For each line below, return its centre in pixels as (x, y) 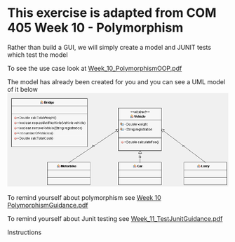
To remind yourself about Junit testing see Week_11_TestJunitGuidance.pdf (115, 218)
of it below (23, 89)
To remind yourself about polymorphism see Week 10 (84, 197)
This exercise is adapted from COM (112, 13)
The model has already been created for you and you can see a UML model (116, 81)
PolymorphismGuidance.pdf (48, 205)
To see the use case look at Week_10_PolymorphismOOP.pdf (95, 68)
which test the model (38, 55)
